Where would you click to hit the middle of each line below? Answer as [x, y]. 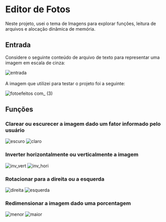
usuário [15, 130]
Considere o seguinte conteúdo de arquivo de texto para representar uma [82, 57]
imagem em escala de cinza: [35, 63]
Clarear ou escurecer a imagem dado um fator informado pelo [83, 124]
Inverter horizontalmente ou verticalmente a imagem [72, 155]
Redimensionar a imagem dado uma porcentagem [68, 203]
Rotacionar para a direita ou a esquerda [55, 179]
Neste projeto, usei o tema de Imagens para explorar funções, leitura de [81, 23]
